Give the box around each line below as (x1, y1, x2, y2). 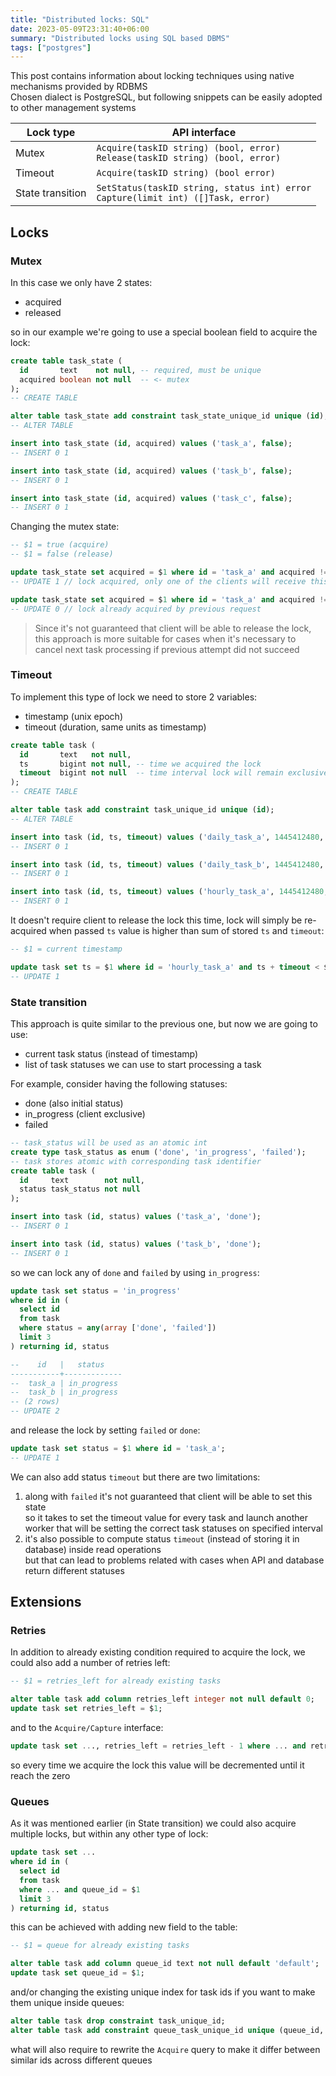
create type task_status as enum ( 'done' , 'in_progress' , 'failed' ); (10, 1147, 307, 1157)
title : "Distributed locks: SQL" (10, 14, 150, 25)
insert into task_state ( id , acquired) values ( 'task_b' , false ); (10, 466, 293, 476)
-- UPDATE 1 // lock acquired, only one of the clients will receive (10, 576, 307, 586)
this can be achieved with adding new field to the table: (10, 1921, 238, 1933)
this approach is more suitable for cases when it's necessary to (34, 632, 297, 645)
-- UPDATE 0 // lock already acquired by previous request (10, 604, 262, 614)
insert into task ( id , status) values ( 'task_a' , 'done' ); (10, 1212, 262, 1222)
